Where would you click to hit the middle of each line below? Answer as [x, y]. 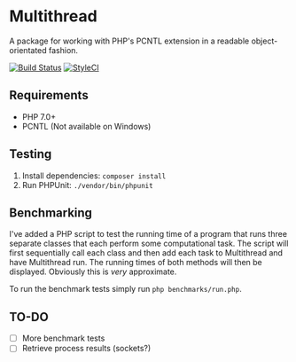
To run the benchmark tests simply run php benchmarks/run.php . [125, 289]
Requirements [49, 95]
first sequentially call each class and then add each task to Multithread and [146, 253]
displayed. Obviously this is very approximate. [93, 271]
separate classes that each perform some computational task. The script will [149, 244]
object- [265, 41]
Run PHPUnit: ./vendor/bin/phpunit [87, 185]
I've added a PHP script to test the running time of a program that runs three [148, 234]
